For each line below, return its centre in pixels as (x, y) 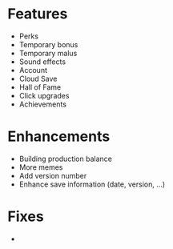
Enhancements (59, 137)
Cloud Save (38, 78)
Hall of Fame (40, 87)
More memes (41, 167)
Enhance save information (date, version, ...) (92, 184)
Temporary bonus (48, 44)
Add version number (53, 175)
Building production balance (66, 159)
